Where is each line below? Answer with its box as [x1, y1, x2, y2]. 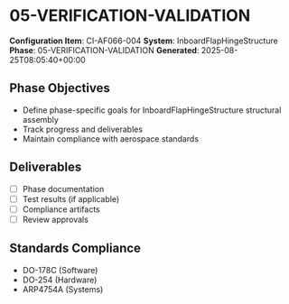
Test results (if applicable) [22, 193, 120, 204]
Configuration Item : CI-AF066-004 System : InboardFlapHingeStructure [9, 35, 278, 46]
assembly [22, 114, 59, 124]
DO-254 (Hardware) [22, 274, 98, 285]
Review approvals [22, 214, 89, 225]
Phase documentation [22, 183, 105, 194]
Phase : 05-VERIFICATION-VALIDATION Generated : [9, 44, 200, 55]
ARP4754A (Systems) [22, 283, 104, 294]
